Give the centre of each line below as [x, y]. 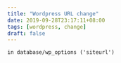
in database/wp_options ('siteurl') [61, 52]
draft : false [26, 33]
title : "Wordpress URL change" [53, 14]
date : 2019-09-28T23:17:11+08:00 [56, 20]
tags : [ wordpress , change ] [47, 27]
